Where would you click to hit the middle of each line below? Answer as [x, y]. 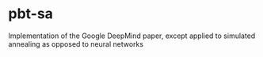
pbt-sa [31, 14]
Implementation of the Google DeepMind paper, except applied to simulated [132, 36]
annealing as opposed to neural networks [76, 44]
